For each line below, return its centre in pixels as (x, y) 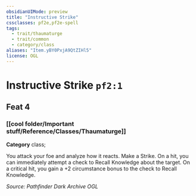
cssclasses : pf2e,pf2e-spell (42, 23)
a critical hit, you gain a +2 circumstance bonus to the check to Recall (91, 168)
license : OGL (22, 56)
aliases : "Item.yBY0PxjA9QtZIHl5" (49, 50)
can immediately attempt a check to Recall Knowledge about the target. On (98, 162)
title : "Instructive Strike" (42, 17)
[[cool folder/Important (40, 124)
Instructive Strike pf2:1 (65, 85)
